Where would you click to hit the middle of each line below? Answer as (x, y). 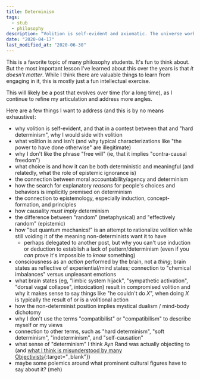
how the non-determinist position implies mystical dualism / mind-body (102, 306)
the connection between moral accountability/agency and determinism (101, 179)
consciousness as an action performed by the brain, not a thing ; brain (100, 261)
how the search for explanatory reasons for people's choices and (95, 185)
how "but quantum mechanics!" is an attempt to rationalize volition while (103, 230)
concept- (158, 198)
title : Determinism (30, 12)
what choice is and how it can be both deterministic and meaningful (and (104, 166)
